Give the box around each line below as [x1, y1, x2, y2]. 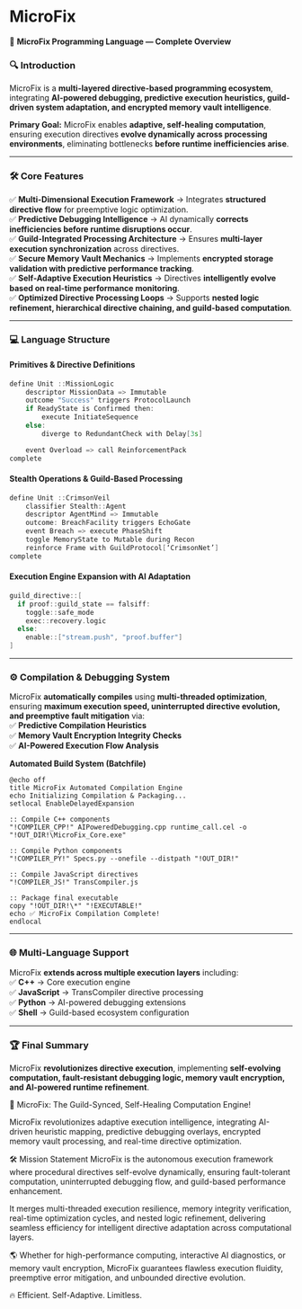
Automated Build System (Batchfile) [9, 758, 147, 770]
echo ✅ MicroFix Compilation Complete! [9, 910, 160, 919]
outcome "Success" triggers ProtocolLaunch [25, 396, 191, 405]
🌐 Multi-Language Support [9, 947, 129, 959]
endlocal [9, 917, 42, 927]
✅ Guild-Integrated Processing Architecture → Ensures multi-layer [9, 233, 263, 244]
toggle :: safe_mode [25, 608, 94, 617]
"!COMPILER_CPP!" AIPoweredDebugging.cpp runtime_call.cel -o [9, 823, 247, 833]
